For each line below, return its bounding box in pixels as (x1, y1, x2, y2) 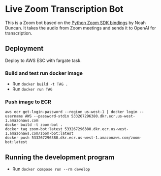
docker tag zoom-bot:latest (5, 127, 63, 132)
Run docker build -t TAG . (12, 81, 68, 87)
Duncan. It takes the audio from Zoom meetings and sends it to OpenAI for (5, 25, 157, 30)
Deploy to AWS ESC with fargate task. (5, 58, 82, 63)
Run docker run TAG (12, 86, 53, 92)
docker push (5, 135, 30, 141)
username (5, 114, 23, 119)
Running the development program (5, 153, 115, 161)
